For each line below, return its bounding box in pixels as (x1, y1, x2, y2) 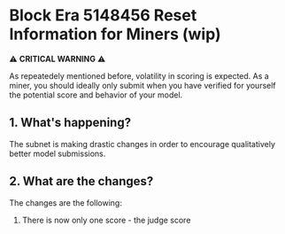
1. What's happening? (9, 115, 131, 130)
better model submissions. (9, 148, 106, 159)
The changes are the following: (9, 197, 122, 208)
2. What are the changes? (9, 174, 154, 189)
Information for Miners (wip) (9, 24, 221, 44)
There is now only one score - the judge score (21, 214, 191, 225)
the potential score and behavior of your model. (9, 90, 183, 100)
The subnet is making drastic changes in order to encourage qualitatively (9, 138, 276, 149)
